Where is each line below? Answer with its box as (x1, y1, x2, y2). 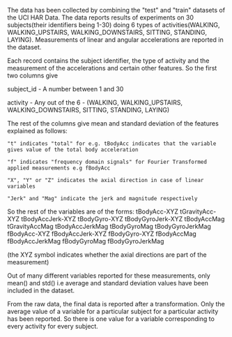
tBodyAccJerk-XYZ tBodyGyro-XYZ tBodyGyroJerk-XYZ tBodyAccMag (20, 215, 225, 223)
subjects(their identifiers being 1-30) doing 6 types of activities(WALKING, (7, 21, 221, 29)
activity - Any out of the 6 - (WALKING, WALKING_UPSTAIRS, (7, 98, 183, 107)
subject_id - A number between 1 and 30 (7, 85, 124, 93)
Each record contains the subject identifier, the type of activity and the (7, 57, 210, 65)
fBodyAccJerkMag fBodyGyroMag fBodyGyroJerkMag (7, 237, 164, 245)
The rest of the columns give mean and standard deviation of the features (7, 119, 219, 128)
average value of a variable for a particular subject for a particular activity (7, 307, 219, 315)
